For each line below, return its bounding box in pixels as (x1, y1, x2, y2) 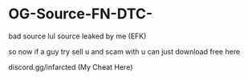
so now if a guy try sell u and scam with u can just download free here (8, 46, 241, 56)
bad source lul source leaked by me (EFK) (8, 31, 147, 41)
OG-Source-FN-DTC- (8, 5, 153, 23)
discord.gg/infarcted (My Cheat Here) (8, 62, 133, 72)
